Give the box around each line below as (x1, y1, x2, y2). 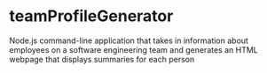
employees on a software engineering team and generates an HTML (9, 44, 259, 55)
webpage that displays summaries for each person (9, 54, 195, 64)
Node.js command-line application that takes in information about (9, 35, 248, 46)
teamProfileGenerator (9, 6, 174, 26)
